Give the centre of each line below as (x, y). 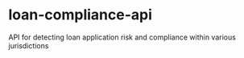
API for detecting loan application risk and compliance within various (122, 37)
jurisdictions (29, 45)
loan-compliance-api (81, 15)
